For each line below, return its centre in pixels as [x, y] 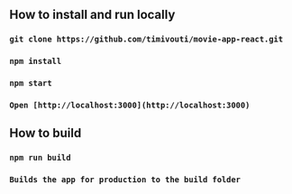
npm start [31, 83]
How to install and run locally [92, 15]
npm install [36, 61]
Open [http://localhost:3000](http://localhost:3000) [130, 106]
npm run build [40, 158]
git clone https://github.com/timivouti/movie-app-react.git [146, 39]
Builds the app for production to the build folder [125, 180]
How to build [46, 133]
